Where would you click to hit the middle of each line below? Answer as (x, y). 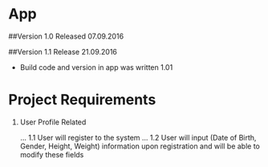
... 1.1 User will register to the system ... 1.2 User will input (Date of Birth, (138, 137)
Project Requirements (82, 100)
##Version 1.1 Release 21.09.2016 (63, 51)
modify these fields (52, 154)
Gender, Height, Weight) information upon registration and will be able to (140, 146)
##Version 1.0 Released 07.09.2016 (66, 36)
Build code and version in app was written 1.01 (96, 67)
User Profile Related (53, 122)
